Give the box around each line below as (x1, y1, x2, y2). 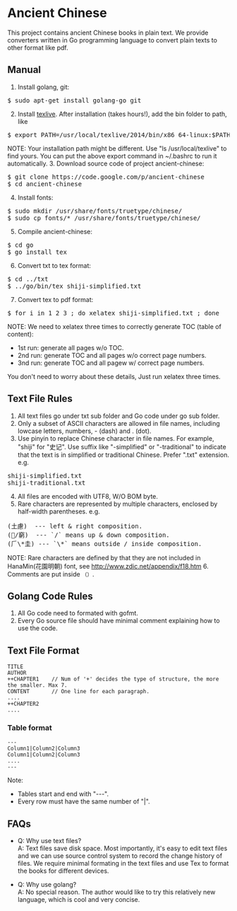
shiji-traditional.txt (7, 479, 86, 487)
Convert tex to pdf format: (17, 295, 94, 303)
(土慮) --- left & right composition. (7, 522, 143, 530)
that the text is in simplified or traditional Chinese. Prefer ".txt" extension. (17, 451, 229, 459)
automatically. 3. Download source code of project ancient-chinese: (7, 159, 205, 168)
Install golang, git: (17, 83, 70, 91)
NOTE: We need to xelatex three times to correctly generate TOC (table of (7, 322, 222, 330)
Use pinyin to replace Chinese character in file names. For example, (17, 434, 214, 443)
